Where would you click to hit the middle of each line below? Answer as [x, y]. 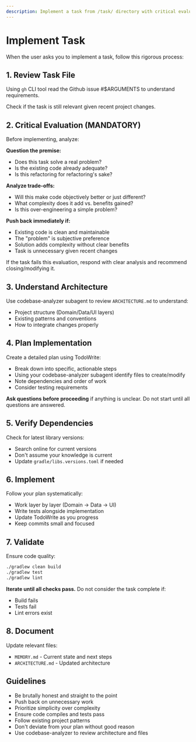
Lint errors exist [33, 613]
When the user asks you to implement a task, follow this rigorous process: [95, 57]
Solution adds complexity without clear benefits [72, 245]
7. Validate [25, 542]
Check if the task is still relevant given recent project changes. [81, 107]
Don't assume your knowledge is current [63, 455]
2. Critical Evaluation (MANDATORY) [73, 125]
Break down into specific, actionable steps [66, 368]
